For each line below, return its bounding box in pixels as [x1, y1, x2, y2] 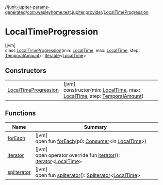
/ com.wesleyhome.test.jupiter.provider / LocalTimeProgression [25, 9, 149, 15]
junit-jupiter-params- [8, 4, 50, 10]
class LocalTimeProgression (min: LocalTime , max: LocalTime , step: [5, 47, 140, 53]
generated [5, 9, 26, 15]
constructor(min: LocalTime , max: [63, 86, 140, 93]
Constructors [5, 67, 47, 75]
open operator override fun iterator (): [35, 151, 120, 158]
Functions [5, 109, 36, 118]
